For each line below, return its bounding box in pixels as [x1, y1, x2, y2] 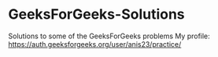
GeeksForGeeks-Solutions [8, 5, 185, 23]
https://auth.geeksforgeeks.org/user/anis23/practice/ [8, 39, 182, 48]
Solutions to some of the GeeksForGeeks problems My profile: [8, 31, 210, 41]
